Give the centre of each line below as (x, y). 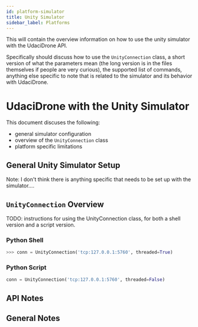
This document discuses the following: (53, 122)
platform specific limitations (48, 147)
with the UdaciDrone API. (37, 46)
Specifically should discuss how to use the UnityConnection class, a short (95, 57)
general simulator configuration (53, 134)
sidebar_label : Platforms (38, 22)
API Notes (25, 298)
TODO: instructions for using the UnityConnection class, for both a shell (93, 218)
